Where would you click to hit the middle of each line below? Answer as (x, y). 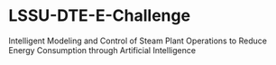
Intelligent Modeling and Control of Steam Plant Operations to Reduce (138, 41)
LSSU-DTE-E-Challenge (100, 16)
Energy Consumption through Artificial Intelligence (102, 50)
